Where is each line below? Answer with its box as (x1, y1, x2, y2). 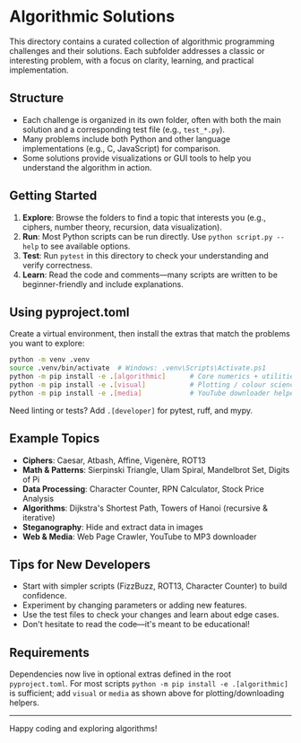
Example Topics (9, 431, 100, 446)
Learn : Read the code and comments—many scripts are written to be (21, 269, 278, 280)
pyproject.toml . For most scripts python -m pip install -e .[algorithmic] (9, 678, 288, 689)
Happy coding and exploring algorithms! (9, 723, 158, 734)
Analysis (21, 493, 55, 503)
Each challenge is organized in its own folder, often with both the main (21, 114, 282, 125)
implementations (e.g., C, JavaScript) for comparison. (21, 143, 221, 153)
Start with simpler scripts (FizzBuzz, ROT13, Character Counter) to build (21, 581, 288, 591)
